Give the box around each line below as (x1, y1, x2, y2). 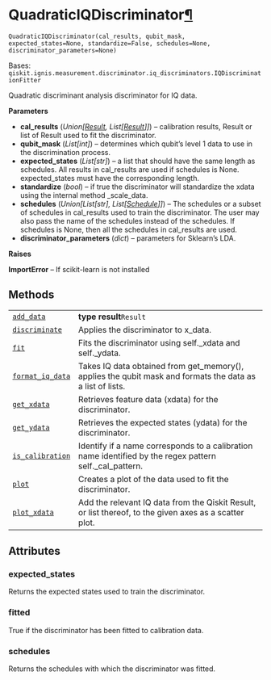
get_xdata (12, 400, 50, 409)
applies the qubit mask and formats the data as (77, 370, 256, 381)
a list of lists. (77, 380, 126, 392)
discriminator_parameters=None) (8, 46, 117, 54)
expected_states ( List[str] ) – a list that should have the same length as (19, 156, 256, 166)
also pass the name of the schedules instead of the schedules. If (19, 216, 236, 225)
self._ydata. (77, 347, 121, 359)
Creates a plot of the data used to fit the (77, 473, 229, 485)
